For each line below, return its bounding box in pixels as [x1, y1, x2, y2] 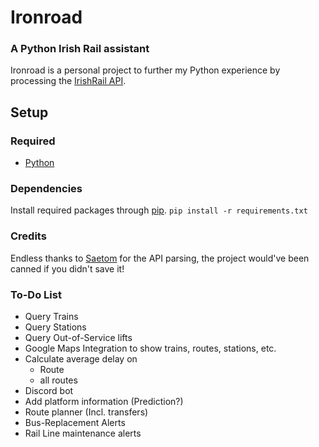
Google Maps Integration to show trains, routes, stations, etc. [24, 342, 277, 355]
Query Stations [24, 321, 87, 333]
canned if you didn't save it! [10, 262, 125, 275]
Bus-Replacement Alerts [24, 417, 126, 429]
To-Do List [10, 287, 62, 301]
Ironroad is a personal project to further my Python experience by [10, 64, 281, 76]
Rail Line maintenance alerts [24, 427, 142, 440]
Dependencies [10, 182, 83, 196]
